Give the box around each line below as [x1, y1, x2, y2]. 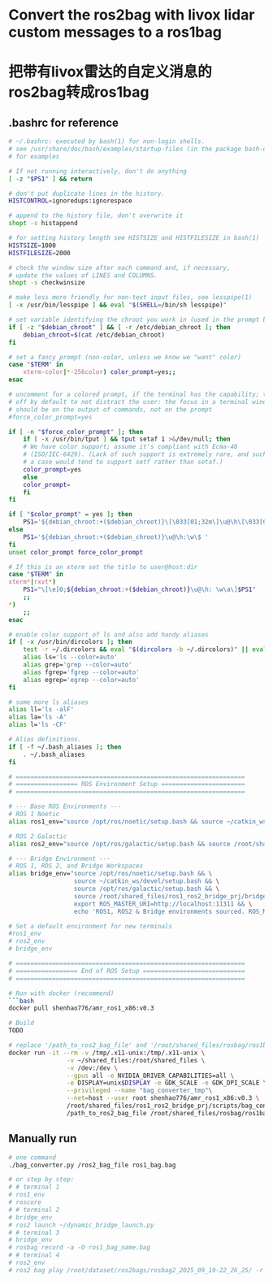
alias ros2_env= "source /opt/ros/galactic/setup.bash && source [8, 840, 231, 848]
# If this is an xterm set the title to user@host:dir [8, 563, 198, 571]
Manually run [8, 1132, 77, 1145]
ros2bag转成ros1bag [8, 83, 149, 102]
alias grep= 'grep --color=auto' [23, 661, 132, 669]
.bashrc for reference [8, 115, 119, 129]
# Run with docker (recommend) [8, 989, 115, 997]
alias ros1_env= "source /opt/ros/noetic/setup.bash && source [8, 817, 223, 826]
